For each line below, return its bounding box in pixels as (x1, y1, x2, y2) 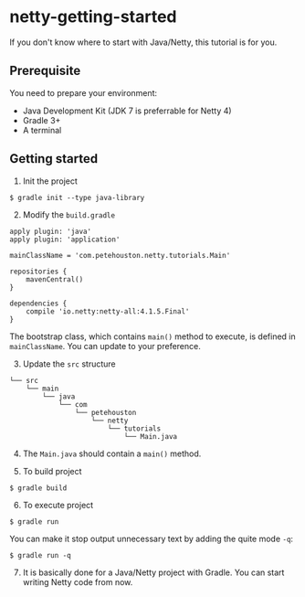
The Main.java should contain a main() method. (22, 448, 202, 459)
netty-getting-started (9, 6, 177, 27)
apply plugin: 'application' (9, 235, 121, 244)
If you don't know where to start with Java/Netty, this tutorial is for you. (9, 37, 278, 48)
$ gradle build (9, 483, 68, 493)
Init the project (22, 176, 78, 187)
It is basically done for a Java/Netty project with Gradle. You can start (22, 567, 285, 578)
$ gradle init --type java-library (9, 193, 145, 202)
